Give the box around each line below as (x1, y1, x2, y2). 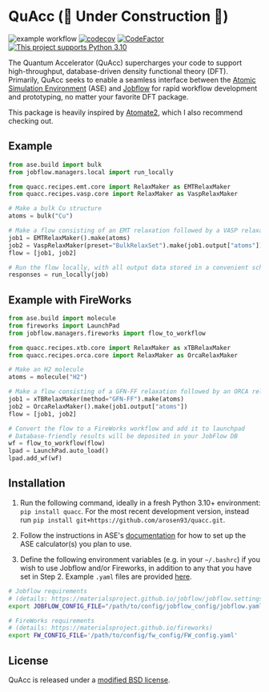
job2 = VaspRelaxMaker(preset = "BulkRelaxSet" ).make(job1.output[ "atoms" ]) (8, 241, 263, 250)
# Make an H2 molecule (8, 365, 84, 374)
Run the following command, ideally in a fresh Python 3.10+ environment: (19, 498, 261, 507)
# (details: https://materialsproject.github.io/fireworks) (8, 624, 214, 633)
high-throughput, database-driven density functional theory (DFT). (8, 66, 229, 75)
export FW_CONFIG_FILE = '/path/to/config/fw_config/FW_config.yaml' (8, 632, 239, 640)
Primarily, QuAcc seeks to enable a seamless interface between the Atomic (8, 75, 256, 84)
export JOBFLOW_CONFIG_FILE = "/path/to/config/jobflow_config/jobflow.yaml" (8, 602, 267, 610)
